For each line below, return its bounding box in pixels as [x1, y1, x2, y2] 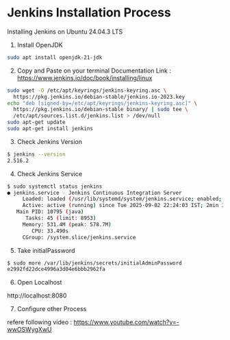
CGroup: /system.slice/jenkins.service [22, 234, 136, 241]
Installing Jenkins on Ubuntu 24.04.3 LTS [7, 27, 123, 36]
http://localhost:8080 [7, 291, 67, 300]
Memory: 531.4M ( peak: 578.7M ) [22, 221, 112, 228]
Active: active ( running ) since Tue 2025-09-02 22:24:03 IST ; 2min [22, 202, 219, 209]
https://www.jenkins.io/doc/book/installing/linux [16, 73, 153, 82]
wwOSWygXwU [7, 326, 53, 334]
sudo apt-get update [7, 119, 66, 126]
